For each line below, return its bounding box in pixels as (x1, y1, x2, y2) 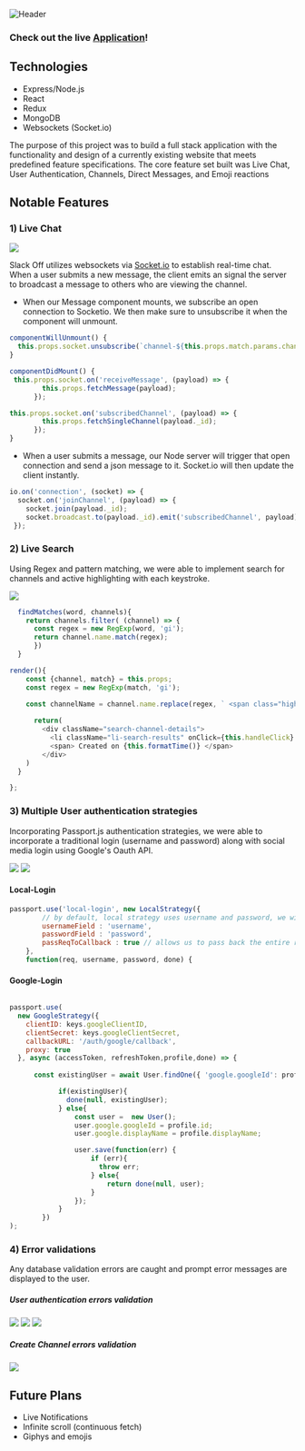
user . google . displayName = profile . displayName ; (74, 1129, 261, 1138)
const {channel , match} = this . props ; (25, 674, 172, 683)
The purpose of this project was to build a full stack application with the (9, 139, 278, 150)
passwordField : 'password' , (42, 929, 152, 939)
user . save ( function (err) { (74, 1146, 177, 1155)
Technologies (9, 59, 89, 75)
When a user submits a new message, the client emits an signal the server (9, 269, 288, 281)
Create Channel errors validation (9, 1338, 137, 1349)
